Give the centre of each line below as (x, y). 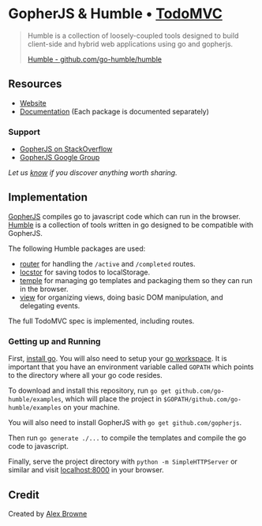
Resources (35, 84)
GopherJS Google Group (60, 158)
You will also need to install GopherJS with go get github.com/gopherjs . (125, 423)
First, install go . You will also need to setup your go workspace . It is (118, 359)
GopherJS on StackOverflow (66, 149)
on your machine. (91, 408)
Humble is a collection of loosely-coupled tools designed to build (133, 35)
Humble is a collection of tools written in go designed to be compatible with (131, 225)
